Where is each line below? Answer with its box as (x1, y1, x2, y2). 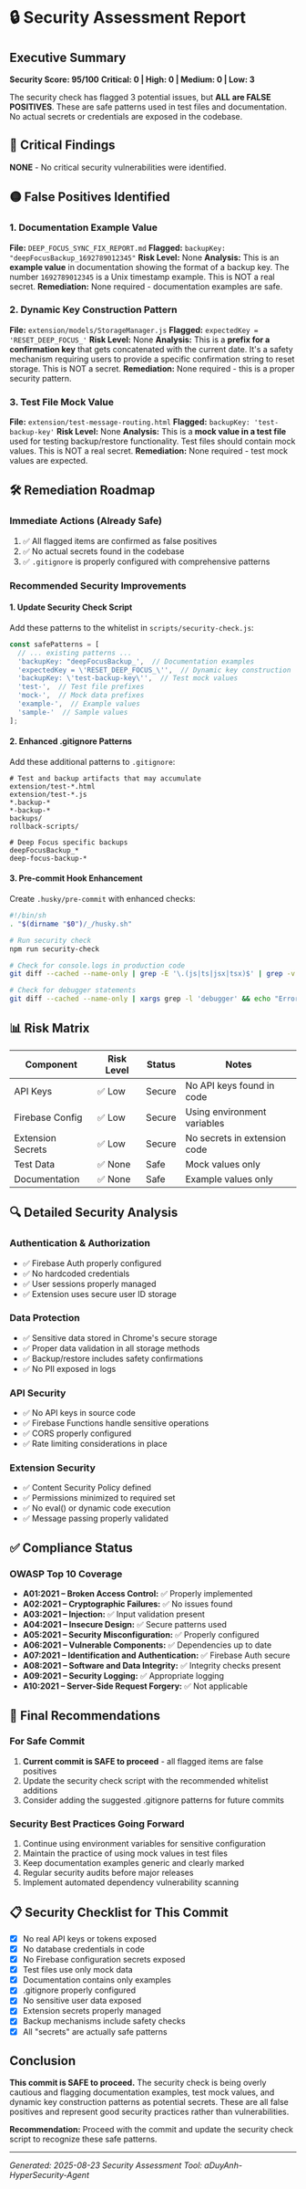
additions (22, 1785, 58, 1796)
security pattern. (9, 372, 72, 383)
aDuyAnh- (204, 2160, 243, 2171)
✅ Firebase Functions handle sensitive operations (22, 1418, 209, 1429)
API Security (9, 1387, 66, 1399)
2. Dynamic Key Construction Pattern (9, 303, 178, 316)
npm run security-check (9, 944, 100, 954)
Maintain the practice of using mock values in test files (22, 1848, 228, 1859)
